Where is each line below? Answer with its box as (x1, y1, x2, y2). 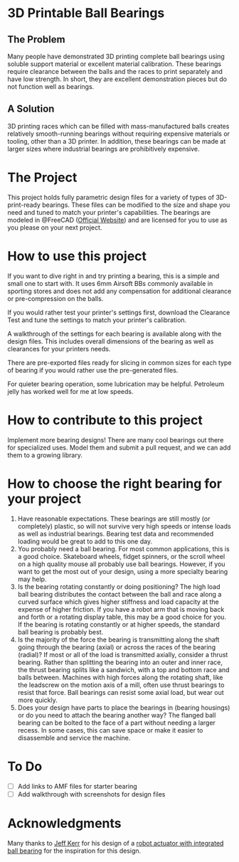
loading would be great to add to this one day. (17, 537, 153, 546)
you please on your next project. (7, 223, 102, 232)
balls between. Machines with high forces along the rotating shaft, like (17, 673, 223, 681)
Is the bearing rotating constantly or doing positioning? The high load (17, 582, 221, 591)
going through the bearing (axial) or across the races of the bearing (17, 642, 216, 651)
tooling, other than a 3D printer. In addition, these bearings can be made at (7, 137, 226, 145)
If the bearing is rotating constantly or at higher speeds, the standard (17, 620, 221, 629)
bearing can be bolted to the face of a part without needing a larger (17, 718, 216, 727)
